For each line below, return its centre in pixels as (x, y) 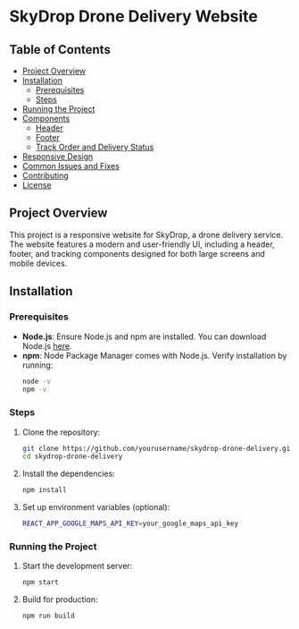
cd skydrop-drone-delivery (72, 457)
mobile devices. (38, 263)
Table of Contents (60, 50)
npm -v (34, 390)
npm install (44, 490)
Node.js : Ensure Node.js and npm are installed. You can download (144, 336)
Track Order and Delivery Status (95, 147)
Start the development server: (77, 566)
